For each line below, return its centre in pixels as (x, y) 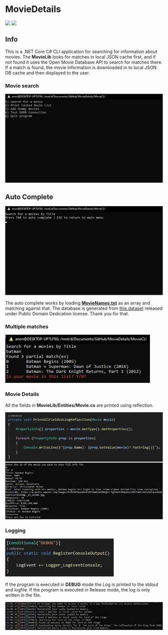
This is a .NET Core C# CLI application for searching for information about (81, 52)
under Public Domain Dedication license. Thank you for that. (67, 314)
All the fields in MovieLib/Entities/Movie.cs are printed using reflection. (79, 405)
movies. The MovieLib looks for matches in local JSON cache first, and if (80, 57)
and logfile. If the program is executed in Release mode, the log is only (78, 590)
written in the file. (23, 595)
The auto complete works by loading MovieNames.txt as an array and (78, 303)
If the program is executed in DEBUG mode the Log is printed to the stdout (82, 584)
